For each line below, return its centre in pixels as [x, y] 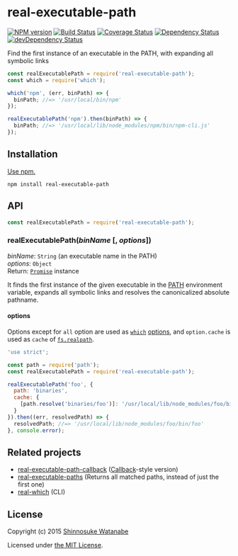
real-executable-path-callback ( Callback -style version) [98, 470]
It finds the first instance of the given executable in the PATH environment [115, 285]
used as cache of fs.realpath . [51, 339]
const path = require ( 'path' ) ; [53, 365]
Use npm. [22, 171]
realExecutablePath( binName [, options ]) [79, 240]
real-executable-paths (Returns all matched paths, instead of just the [118, 477]
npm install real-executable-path [58, 184]
